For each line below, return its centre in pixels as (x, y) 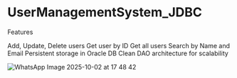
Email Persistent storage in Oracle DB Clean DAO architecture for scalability (118, 53)
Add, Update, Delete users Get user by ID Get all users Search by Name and (118, 45)
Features (20, 32)
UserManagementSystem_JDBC (105, 12)
